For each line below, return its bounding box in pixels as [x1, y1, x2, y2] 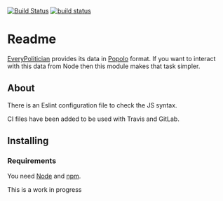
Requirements [7, 156, 57, 166]
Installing [7, 135, 49, 147]
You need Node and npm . [7, 172, 81, 181]
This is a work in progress [7, 186, 82, 194]
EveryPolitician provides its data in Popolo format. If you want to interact [7, 54, 216, 63]
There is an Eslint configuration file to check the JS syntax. [7, 100, 177, 109]
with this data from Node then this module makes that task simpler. [7, 62, 201, 70]
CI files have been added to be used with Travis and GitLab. [7, 115, 180, 123]
